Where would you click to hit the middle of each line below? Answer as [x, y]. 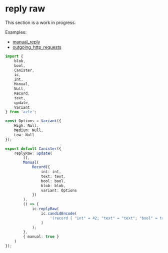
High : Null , [26, 126]
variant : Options [59, 190]
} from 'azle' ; [21, 112]
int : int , [51, 172]
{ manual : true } [41, 237]
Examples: [16, 32]
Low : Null [24, 135]
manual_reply [26, 42]
